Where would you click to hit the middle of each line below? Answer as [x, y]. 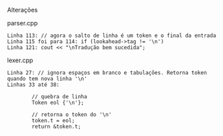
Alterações [22, 10]
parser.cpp [22, 23]
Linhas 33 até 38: [33, 85]
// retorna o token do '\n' [72, 115]
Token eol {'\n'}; [58, 103]
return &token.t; [56, 126]
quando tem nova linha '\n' [47, 79]
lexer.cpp [20, 60]
